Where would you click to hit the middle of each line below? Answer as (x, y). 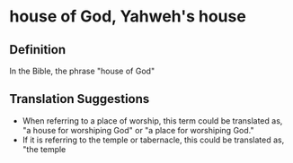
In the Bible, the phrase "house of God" (82, 71)
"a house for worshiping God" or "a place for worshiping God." (138, 130)
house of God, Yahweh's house (128, 17)
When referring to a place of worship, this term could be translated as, (152, 120)
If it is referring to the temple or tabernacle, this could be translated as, (153, 140)
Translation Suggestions (80, 99)
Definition (37, 50)
